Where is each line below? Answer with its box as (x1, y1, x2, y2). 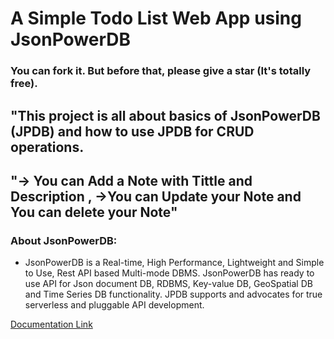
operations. (10, 138, 85, 156)
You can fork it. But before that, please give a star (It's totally (10, 64, 312, 78)
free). (10, 77, 38, 91)
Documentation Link (10, 318, 93, 331)
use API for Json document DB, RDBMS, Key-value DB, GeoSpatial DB (24, 278, 313, 290)
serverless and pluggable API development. (24, 299, 205, 311)
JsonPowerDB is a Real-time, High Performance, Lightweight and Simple (24, 257, 325, 269)
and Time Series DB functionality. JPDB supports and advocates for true (24, 288, 323, 301)
